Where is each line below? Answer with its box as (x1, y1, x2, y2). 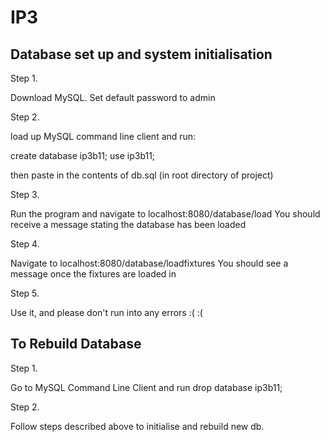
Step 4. (10, 238, 40, 250)
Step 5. (10, 287, 40, 299)
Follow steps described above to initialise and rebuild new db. (10, 420, 265, 432)
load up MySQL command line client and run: (10, 131, 197, 142)
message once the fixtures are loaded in (10, 268, 177, 280)
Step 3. (10, 189, 40, 200)
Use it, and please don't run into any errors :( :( (10, 307, 203, 318)
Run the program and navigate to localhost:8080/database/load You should (10, 208, 321, 220)
